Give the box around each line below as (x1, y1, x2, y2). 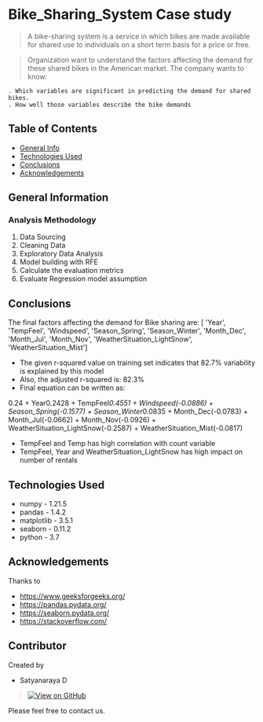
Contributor (8, 639, 67, 653)
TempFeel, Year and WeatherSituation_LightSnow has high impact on (19, 447, 243, 457)
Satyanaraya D (19, 675, 68, 685)
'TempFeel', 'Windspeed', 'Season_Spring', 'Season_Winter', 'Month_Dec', (8, 326, 247, 336)
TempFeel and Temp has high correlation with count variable (19, 439, 216, 448)
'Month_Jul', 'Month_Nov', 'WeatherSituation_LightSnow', (8, 334, 193, 344)
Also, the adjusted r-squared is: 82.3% (19, 375, 145, 385)
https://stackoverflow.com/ (19, 616, 108, 626)
